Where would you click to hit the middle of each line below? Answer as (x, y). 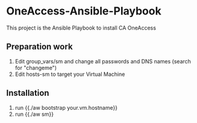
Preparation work (40, 47)
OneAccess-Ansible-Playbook (84, 11)
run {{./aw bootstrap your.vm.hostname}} (66, 107)
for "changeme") (36, 68)
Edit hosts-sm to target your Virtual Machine (70, 74)
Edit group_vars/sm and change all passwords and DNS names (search (103, 61)
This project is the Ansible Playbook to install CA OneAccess (81, 28)
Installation (28, 93)
